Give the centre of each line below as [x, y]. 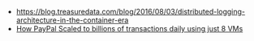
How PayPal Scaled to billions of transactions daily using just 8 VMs [129, 29]
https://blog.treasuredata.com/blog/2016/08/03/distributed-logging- [131, 12]
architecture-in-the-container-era [72, 20]
